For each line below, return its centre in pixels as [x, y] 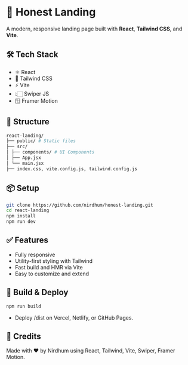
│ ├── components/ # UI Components [50, 152]
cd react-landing [28, 211]
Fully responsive [35, 254]
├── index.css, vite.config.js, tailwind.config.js [72, 169]
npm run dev [21, 222]
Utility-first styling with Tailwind [54, 261]
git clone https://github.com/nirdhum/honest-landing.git [80, 205]
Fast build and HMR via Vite [49, 267]
